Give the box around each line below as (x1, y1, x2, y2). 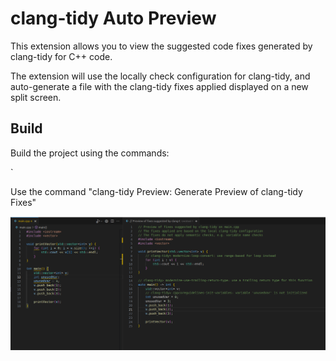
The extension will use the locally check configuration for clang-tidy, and (10, 70, 311, 82)
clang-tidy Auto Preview (10, 7, 217, 30)
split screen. (10, 91, 62, 103)
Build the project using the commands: (10, 147, 170, 159)
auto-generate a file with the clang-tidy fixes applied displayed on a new (10, 80, 309, 92)
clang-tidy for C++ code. (10, 50, 113, 62)
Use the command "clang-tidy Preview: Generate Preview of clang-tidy (10, 185, 303, 197)
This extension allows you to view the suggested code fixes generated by (10, 40, 313, 52)
